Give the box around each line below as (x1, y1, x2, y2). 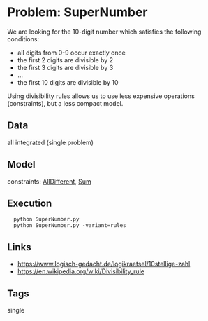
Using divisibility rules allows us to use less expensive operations (7, 92, 195, 100)
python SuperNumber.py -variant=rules (13, 222, 127, 229)
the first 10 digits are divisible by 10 (17, 78, 119, 86)
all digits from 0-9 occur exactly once (17, 48, 126, 57)
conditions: (7, 34, 40, 43)
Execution (7, 197, 52, 209)
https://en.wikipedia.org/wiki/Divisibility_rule (17, 267, 145, 275)
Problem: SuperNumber (7, 4, 148, 20)
